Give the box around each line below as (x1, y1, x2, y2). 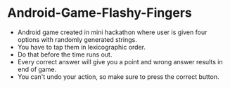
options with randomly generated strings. (17, 35, 137, 43)
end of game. (17, 65, 57, 73)
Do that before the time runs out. (17, 50, 113, 59)
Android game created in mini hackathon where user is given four (17, 28, 207, 36)
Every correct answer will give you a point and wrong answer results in (17, 57, 223, 66)
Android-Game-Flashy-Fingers (7, 5, 192, 21)
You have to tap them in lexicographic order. (17, 43, 146, 51)
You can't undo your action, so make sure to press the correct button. (17, 72, 219, 81)
